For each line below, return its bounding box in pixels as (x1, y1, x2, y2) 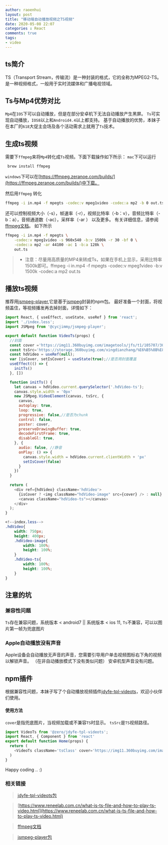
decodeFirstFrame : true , (18, 431, 70, 436)
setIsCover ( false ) (23, 459, 61, 464)
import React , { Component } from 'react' (5, 734, 95, 739)
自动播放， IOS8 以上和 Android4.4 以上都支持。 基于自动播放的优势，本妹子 (9, 117, 161, 123)
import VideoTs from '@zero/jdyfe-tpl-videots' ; (5, 729, 108, 734)
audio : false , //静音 (18, 445, 62, 450)
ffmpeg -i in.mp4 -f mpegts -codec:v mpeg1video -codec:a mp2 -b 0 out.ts (5, 200, 164, 206)
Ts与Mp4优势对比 (5, 96, 61, 105)
